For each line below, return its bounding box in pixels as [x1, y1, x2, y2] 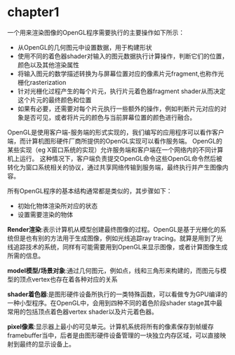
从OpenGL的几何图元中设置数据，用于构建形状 [17, 43, 152, 51]
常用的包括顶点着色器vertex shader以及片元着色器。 [7, 307, 158, 316]
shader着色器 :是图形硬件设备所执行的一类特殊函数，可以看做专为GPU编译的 [7, 290, 228, 298]
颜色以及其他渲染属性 [17, 60, 79, 69]
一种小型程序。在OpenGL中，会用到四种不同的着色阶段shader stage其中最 [7, 298, 223, 307]
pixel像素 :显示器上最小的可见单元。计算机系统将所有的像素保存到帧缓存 [7, 322, 214, 330]
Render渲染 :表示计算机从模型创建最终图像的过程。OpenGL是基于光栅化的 [7, 225, 221, 233]
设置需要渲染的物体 [17, 210, 74, 218]
